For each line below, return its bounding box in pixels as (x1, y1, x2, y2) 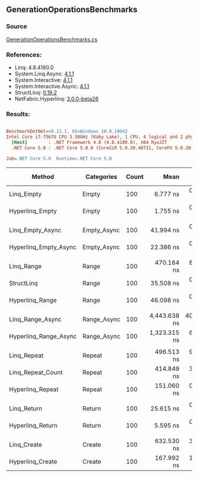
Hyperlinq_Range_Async (9, 332, 77, 340)
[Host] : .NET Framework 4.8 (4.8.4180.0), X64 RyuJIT (11, 140, 167, 146)
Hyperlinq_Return (9, 421, 58, 429)
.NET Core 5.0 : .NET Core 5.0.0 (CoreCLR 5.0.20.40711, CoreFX (11, 144, 173, 151)
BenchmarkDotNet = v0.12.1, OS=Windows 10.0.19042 (6, 129, 128, 134)
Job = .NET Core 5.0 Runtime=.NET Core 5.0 (6, 156, 112, 162)
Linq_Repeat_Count (9, 368, 63, 376)
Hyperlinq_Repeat (9, 385, 59, 393)
